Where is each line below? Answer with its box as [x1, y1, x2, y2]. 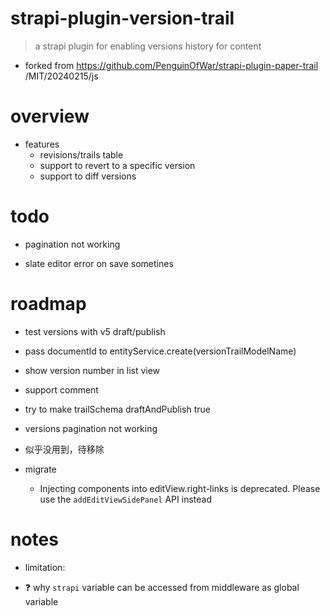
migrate [24, 463, 57, 475]
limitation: [24, 561, 66, 573]
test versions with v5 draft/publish [24, 325, 166, 337]
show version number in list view [24, 364, 161, 376]
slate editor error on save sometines [24, 257, 174, 269]
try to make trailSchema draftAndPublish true [24, 403, 211, 415]
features [24, 138, 60, 150]
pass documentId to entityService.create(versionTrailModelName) [24, 345, 297, 357]
